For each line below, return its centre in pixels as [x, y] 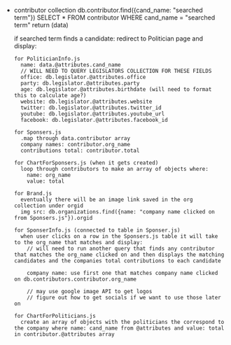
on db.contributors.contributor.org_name [75, 279]
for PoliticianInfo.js [47, 59]
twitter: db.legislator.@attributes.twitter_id [91, 108]
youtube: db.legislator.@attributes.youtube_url [93, 114]
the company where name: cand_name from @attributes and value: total [119, 328]
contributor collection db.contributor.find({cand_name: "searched [108, 10]
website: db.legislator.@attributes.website [86, 101]
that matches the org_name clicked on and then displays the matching [119, 255]
